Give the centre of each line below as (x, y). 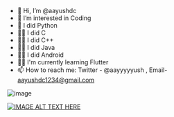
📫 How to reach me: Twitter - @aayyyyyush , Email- (92, 70)
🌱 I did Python (37, 25)
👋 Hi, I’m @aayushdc (47, 11)
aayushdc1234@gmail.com (56, 80)
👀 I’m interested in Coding (54, 18)
